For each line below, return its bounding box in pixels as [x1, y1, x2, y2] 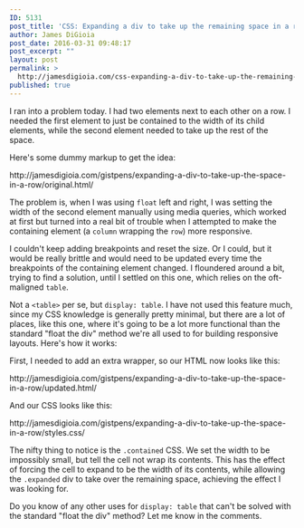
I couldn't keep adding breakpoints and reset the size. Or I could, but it [9, 243, 272, 254]
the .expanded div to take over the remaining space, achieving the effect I [9, 473, 281, 485]
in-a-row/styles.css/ [9, 427, 86, 437]
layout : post [9, 55, 59, 64]
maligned [9, 282, 44, 293]
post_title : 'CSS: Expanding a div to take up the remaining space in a [9, 22, 290, 31]
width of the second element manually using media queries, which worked [9, 206, 287, 217]
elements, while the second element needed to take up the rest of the [9, 124, 269, 136]
